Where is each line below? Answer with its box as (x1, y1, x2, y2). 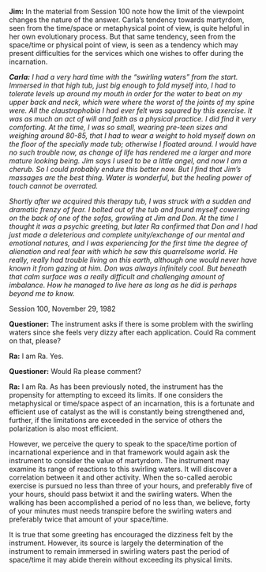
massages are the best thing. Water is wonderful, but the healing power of (9, 173, 252, 182)
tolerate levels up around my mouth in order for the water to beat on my (9, 89, 243, 98)
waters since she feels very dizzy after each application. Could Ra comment (9, 327, 257, 337)
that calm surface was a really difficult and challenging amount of (9, 272, 225, 281)
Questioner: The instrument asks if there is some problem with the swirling (9, 320, 253, 328)
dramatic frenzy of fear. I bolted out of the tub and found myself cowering (9, 205, 250, 214)
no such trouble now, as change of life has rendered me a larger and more (9, 148, 252, 157)
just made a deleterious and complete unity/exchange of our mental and (9, 230, 245, 239)
